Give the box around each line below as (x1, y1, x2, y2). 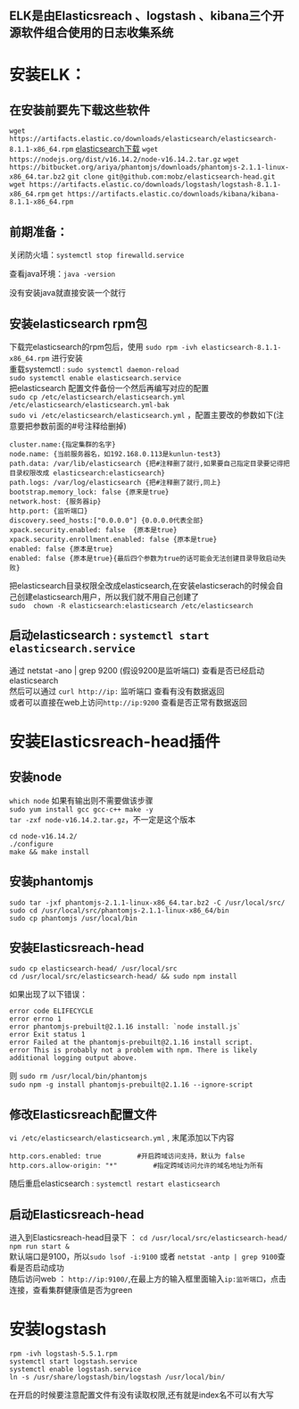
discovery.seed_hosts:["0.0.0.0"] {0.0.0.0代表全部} (9, 516, 204, 525)
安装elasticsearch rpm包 (9, 316, 148, 331)
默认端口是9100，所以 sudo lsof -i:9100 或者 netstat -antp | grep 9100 (9, 1251, 278, 1262)
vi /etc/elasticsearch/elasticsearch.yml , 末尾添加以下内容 (9, 1132, 235, 1143)
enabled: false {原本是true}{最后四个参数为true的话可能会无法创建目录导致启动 (9, 554, 279, 563)
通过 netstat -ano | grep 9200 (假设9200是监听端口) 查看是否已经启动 (9, 664, 265, 676)
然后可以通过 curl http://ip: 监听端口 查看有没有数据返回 (9, 686, 225, 696)
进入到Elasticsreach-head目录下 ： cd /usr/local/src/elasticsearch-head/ (9, 1232, 288, 1243)
